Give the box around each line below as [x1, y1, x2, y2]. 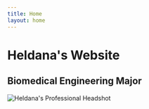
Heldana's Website [7, 47, 120, 63]
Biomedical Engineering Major [7, 75, 142, 87]
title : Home [7, 10, 42, 18]
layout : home [7, 17, 46, 24]
